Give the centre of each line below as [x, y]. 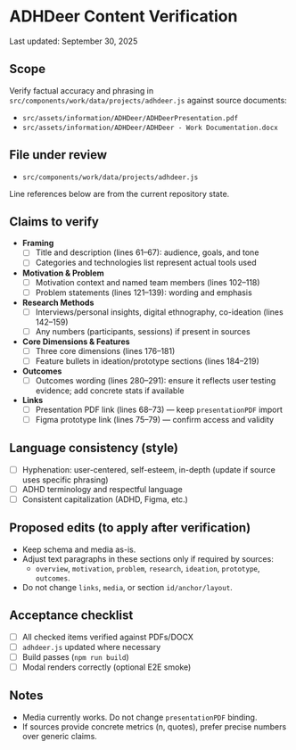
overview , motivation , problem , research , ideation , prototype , [148, 568]
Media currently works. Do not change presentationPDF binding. [140, 717]
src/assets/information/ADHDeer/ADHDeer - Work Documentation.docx [150, 128]
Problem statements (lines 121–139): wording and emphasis [144, 293]
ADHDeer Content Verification [123, 16]
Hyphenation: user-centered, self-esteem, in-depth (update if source [149, 469]
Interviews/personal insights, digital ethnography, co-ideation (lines [159, 312]
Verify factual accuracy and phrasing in [82, 90]
